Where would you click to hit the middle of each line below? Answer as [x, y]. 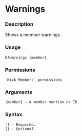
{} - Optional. [20, 129]
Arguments [19, 92]
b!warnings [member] [26, 58]
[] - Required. [20, 125]
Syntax [14, 115]
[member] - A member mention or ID [41, 102]
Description [19, 24]
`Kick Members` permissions [34, 80]
